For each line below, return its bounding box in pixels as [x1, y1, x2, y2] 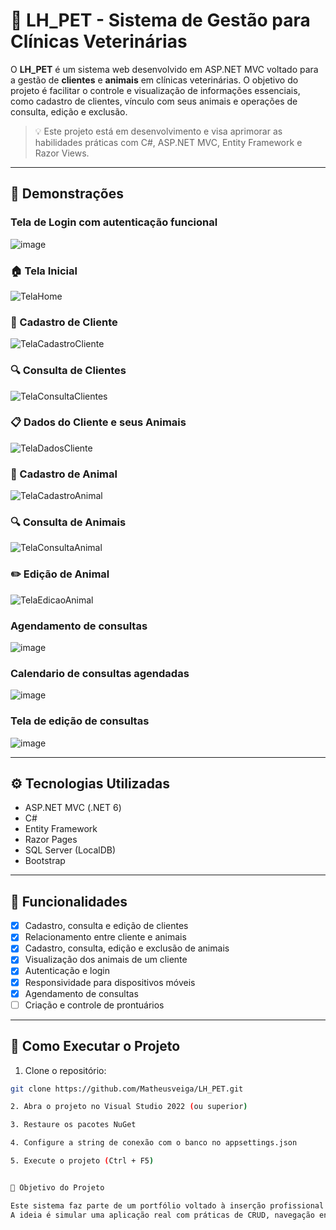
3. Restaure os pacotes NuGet [10, 1120, 137, 1130]
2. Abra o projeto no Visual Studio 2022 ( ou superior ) [10, 1102, 248, 1112]
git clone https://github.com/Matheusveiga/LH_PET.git [10, 1084, 244, 1094]
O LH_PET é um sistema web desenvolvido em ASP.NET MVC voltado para [10, 63, 319, 75]
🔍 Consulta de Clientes [10, 364, 127, 378]
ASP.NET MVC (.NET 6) [24, 802, 122, 814]
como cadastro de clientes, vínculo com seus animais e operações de [10, 95, 298, 107]
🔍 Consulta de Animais [10, 515, 127, 529]
